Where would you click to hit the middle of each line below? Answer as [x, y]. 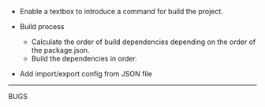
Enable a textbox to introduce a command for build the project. [121, 11]
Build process [42, 26]
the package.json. [60, 50]
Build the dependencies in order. [84, 59]
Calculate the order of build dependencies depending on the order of [144, 42]
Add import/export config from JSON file [86, 74]
